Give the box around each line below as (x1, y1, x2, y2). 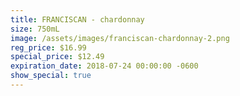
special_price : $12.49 (10, 52, 105, 62)
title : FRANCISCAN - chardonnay (10, 14, 145, 25)
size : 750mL (10, 24, 60, 34)
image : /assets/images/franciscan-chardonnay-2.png (10, 33, 230, 43)
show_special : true (10, 71, 92, 81)
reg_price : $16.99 (10, 42, 87, 53)
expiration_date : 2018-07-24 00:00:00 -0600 (10, 61, 199, 71)
